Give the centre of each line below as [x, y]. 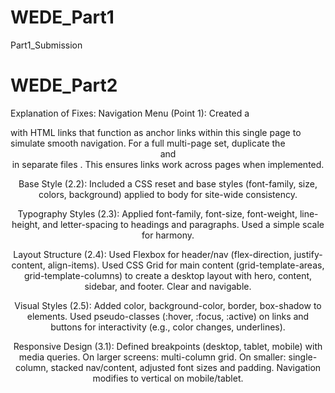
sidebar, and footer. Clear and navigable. [168, 286]
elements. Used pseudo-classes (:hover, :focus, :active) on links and [168, 316]
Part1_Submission [46, 45]
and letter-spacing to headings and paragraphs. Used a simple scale [183, 224]
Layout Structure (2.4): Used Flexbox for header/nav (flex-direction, [152, 254]
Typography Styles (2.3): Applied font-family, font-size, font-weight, [157, 213]
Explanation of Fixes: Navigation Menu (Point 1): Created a [130, 113]
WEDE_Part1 [62, 17]
